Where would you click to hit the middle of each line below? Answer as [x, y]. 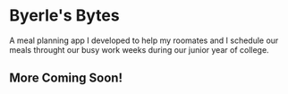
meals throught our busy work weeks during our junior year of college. [140, 49]
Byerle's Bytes [64, 16]
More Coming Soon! [66, 78]
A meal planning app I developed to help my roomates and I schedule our [144, 40]
